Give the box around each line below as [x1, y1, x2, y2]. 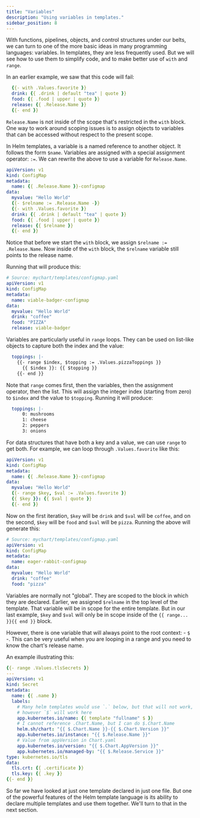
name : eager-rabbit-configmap [11, 559, 87, 565]
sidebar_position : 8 [6, 20, 58, 26]
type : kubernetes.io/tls [6, 754, 68, 760]
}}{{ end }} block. [6, 617, 53, 624]
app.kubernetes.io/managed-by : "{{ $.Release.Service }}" [17, 748, 164, 754]
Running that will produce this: [6, 263, 81, 270]
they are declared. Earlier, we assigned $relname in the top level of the [6, 598, 178, 605]
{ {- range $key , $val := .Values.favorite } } [11, 490, 127, 496]
